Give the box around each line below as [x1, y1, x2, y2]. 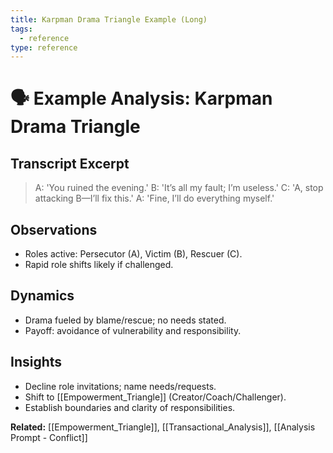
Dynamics [10, 287, 75, 305]
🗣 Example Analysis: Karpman [10, 87, 273, 110]
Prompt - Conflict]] [10, 431, 88, 443]
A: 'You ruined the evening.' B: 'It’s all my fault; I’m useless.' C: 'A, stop [34, 182, 324, 194]
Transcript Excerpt [10, 155, 130, 172]
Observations [10, 221, 98, 238]
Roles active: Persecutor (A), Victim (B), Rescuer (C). [24, 248, 243, 260]
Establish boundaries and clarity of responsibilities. [24, 401, 236, 413]
